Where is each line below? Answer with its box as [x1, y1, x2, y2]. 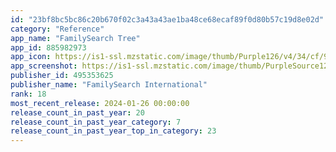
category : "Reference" [10, 24, 105, 34]
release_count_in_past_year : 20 [10, 107, 145, 118]
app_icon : [10, 52, 52, 62]
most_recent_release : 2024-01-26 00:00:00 [10, 98, 190, 108]
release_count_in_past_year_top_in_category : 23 [10, 126, 217, 136]
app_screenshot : [10, 61, 78, 71]
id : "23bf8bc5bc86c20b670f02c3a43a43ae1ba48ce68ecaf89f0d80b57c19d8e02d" [10, 14, 325, 25]
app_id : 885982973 [10, 42, 87, 53]
